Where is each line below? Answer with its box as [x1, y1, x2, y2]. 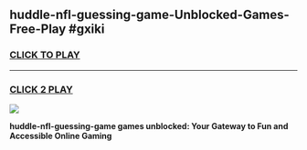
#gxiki [68, 22, 105, 37]
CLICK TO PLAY [9, 49, 80, 62]
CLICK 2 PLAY [9, 83, 73, 95]
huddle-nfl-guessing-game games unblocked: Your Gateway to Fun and [9, 120, 289, 131]
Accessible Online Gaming [9, 130, 112, 141]
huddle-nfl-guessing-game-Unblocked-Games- [9, 7, 290, 23]
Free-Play [9, 22, 67, 37]
